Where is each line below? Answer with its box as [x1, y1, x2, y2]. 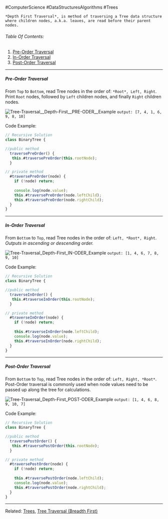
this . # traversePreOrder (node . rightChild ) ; [14, 197, 104, 202]
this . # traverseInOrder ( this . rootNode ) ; [11, 297, 95, 302]
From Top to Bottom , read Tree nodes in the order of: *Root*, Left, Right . [5, 88, 157, 94]
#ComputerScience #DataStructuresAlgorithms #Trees [5, 5, 118, 10]
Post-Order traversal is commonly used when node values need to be [5, 381, 148, 387]
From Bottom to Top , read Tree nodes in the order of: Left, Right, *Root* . [5, 376, 157, 382]
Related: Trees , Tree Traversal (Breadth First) [5, 508, 98, 514]
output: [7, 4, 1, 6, [116, 110, 162, 115]
